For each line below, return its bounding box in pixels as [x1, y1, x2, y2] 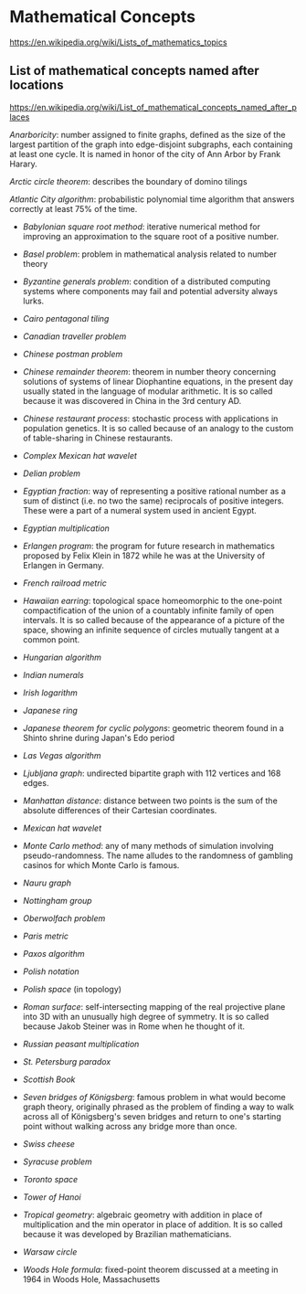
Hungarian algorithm [22, 652, 102, 663]
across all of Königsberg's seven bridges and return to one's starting [22, 1110, 281, 1121]
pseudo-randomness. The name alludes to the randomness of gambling [22, 850, 294, 861]
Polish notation [22, 966, 79, 977]
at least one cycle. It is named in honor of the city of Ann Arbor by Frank [9, 148, 281, 159]
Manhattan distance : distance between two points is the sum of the [22, 795, 279, 806]
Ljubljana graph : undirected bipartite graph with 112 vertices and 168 [22, 768, 281, 779]
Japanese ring [22, 705, 78, 716]
